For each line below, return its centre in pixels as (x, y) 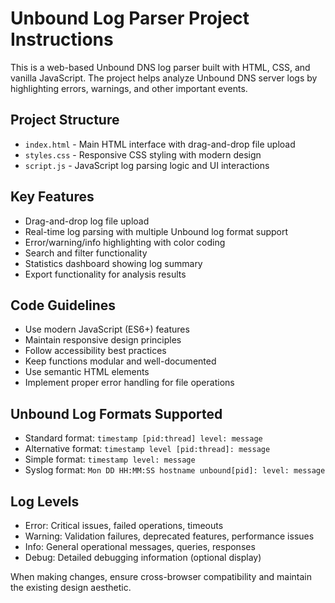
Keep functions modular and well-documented (120, 361)
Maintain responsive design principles (103, 340)
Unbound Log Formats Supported (116, 413)
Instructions (62, 39)
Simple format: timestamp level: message (110, 459)
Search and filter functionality (86, 253)
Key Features (52, 197)
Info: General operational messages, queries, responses (140, 546)
